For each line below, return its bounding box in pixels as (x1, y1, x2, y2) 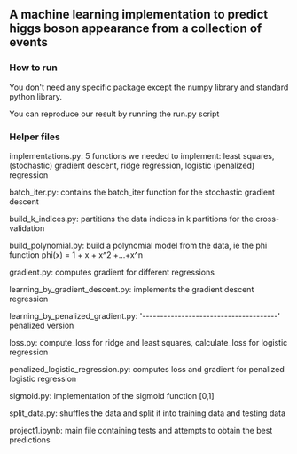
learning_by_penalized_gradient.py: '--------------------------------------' (9, 310, 281, 321)
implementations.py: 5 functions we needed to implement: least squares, (9, 150, 275, 161)
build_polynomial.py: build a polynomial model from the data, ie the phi (9, 240, 268, 251)
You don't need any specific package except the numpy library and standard (9, 82, 289, 92)
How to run (9, 61, 58, 74)
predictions (9, 434, 51, 445)
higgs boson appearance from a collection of (9, 21, 262, 36)
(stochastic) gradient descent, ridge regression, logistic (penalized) (9, 160, 255, 171)
